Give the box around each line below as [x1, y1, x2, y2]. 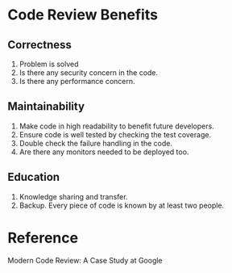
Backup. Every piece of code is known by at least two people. [19, 200, 225, 210]
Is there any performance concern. [19, 77, 135, 86]
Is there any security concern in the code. [19, 68, 159, 78]
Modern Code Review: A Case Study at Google [7, 255, 163, 265]
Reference [7, 229, 78, 247]
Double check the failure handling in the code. [19, 138, 172, 148]
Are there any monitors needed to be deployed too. [19, 147, 189, 157]
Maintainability [7, 99, 85, 114]
